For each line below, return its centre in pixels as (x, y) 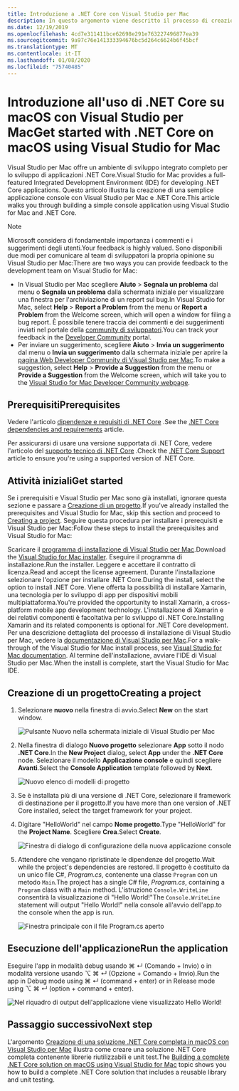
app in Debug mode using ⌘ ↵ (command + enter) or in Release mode (111, 981)
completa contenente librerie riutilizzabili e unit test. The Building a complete (118, 1057)
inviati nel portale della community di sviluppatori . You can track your (118, 330)
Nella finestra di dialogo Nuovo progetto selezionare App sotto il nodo (121, 745)
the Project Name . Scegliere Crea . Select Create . (89, 832)
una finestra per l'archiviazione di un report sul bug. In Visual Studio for (121, 299)
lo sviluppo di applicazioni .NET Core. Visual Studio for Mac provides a (110, 174)
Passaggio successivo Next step (80, 1024)
